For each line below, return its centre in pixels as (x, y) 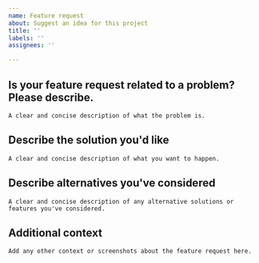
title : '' (25, 30)
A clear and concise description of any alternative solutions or (121, 201)
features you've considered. (57, 209)
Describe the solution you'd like (89, 140)
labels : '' (26, 38)
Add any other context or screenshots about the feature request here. (130, 251)
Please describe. (51, 97)
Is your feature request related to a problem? (122, 85)
